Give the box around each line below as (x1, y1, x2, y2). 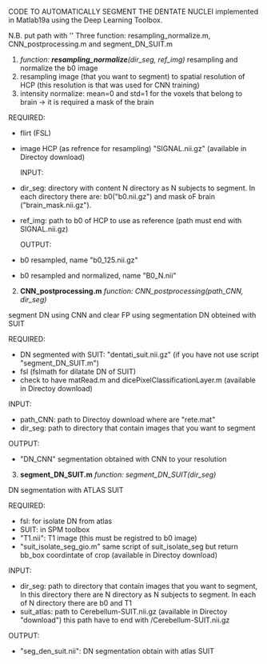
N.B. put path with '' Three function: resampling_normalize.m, (8, 31, 211, 40)
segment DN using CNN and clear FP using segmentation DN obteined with (8, 310, 257, 319)
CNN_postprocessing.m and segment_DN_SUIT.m (8, 39, 173, 49)
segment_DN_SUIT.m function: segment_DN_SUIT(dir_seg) (19, 470, 217, 479)
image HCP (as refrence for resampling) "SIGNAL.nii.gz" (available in (19, 144, 247, 153)
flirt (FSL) (19, 128, 52, 138)
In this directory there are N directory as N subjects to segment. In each (19, 590, 257, 599)
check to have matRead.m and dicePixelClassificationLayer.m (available (19, 375, 256, 385)
